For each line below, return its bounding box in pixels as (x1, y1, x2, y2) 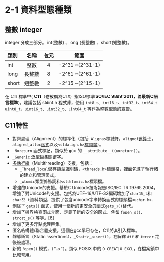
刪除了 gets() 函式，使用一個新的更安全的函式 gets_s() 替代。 (12, 203, 136, 209)
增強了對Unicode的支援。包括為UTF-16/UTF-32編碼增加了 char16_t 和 (12, 191, 152, 196)
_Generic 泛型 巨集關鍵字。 (12, 154, 66, 160)
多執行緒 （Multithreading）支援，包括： (12, 160, 94, 166)
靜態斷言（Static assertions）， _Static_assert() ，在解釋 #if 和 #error (12, 233, 154, 239)
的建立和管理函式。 (19, 172, 59, 178)
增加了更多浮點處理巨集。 (12, 221, 64, 227)
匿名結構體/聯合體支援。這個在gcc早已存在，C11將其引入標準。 (12, 227, 140, 233)
